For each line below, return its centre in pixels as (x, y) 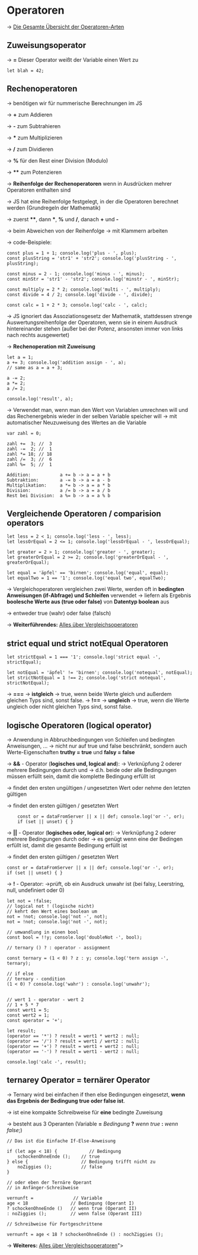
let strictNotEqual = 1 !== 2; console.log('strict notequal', (87, 678)
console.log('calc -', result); (47, 1062)
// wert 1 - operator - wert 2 (45, 1000)
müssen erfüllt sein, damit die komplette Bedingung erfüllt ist (81, 776)
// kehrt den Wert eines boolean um (52, 911)
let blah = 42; (25, 71)
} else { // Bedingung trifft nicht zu (81, 1162)
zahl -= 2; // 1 (29, 449)
